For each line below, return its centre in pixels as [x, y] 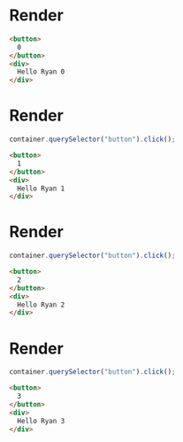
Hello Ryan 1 [41, 188]
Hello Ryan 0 [41, 72]
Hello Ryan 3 [41, 421]
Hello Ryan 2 [41, 305]
